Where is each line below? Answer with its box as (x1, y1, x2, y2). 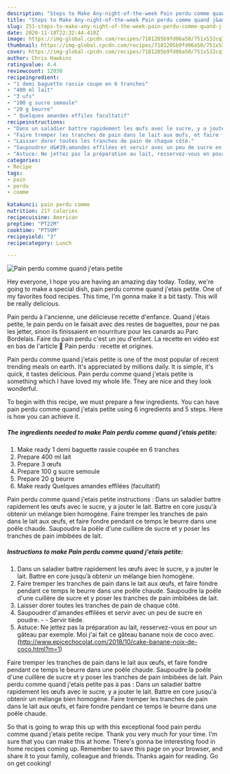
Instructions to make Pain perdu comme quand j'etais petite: (7, 547, 183, 556)
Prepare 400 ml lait (16, 453, 72, 461)
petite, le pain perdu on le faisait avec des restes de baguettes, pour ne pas (7, 320, 220, 328)
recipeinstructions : (7, 118, 66, 126)
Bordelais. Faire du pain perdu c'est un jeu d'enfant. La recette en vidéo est (7, 334, 219, 343)
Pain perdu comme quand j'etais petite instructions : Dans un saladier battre (7, 495, 221, 503)
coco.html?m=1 (16, 645, 60, 653)
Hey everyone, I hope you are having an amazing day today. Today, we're (7, 277, 214, 286)
